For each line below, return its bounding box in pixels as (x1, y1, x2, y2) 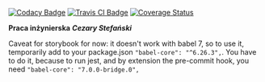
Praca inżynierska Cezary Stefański (8, 23, 132, 32)
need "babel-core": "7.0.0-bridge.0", (8, 64, 140, 74)
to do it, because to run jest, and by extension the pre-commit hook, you (8, 56, 249, 65)
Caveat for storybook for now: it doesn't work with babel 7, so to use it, (8, 39, 245, 48)
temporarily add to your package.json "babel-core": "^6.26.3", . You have (8, 47, 257, 56)
